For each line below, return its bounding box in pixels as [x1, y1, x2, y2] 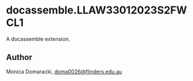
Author [6, 52, 32, 62]
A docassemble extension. [6, 35, 70, 42]
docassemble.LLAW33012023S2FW [6, 4, 188, 17]
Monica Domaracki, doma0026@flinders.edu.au [6, 68, 122, 75]
